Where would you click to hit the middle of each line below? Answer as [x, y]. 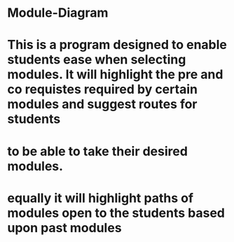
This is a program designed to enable [117, 45]
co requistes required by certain [103, 90]
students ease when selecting [97, 60]
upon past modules [64, 228]
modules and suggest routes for [102, 105]
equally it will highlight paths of [101, 198]
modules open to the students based [116, 213]
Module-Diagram [58, 13]
